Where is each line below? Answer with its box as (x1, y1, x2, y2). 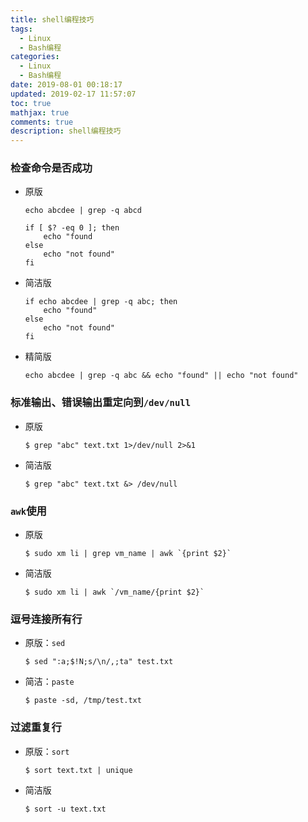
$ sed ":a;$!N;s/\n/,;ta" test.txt (24, 657, 174, 667)
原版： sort (24, 745, 70, 757)
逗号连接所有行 (10, 612, 83, 626)
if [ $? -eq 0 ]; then (24, 223, 120, 233)
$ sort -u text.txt (24, 804, 107, 814)
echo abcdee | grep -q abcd (24, 206, 142, 216)
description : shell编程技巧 (10, 126, 122, 136)
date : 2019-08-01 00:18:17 (10, 80, 123, 90)
